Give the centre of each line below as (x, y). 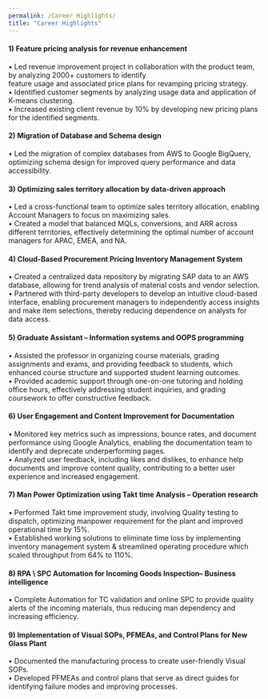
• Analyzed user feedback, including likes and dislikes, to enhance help (126, 459)
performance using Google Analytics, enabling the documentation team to (130, 442)
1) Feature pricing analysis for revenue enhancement (98, 49)
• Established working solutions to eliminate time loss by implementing (125, 537)
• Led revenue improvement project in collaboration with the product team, (132, 66)
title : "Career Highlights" (55, 23)
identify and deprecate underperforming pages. (87, 451)
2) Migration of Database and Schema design (85, 136)
